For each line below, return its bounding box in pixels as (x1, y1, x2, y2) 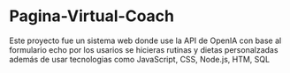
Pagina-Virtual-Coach (9, 6, 175, 26)
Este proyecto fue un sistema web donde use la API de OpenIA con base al (9, 35, 282, 46)
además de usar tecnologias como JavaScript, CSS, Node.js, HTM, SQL (9, 54, 271, 64)
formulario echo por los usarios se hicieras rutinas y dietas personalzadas (9, 44, 279, 55)
